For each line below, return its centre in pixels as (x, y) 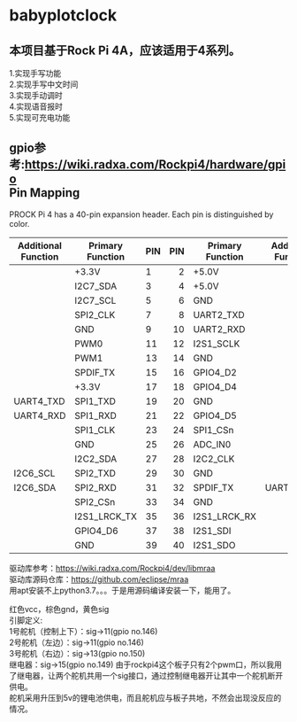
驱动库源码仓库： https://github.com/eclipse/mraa (99, 579)
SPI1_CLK (95, 430)
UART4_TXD (39, 401)
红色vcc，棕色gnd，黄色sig (59, 609)
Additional (39, 245)
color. (19, 223)
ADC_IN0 (212, 444)
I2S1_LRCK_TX (106, 516)
